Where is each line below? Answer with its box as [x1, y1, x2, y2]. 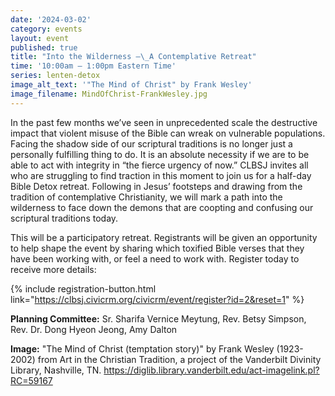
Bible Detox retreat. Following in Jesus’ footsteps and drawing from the [10, 180, 303, 192]
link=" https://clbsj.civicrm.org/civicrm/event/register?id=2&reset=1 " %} [10, 293, 305, 305]
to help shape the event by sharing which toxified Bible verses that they [10, 242, 305, 254]
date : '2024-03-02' [10, 14, 92, 25]
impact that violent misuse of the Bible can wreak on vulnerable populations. [10, 127, 326, 139]
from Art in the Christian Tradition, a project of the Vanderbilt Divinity [37, 353, 322, 365]
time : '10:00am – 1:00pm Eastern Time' [10, 61, 177, 71]
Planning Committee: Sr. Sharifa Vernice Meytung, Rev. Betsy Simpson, [10, 312, 307, 325]
